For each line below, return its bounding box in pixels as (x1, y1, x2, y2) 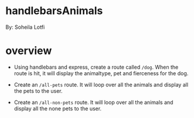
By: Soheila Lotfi (5, 23, 45, 31)
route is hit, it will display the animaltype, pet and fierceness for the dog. (13, 69, 189, 77)
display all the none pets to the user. (13, 104, 102, 112)
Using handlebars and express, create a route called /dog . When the (13, 63, 179, 70)
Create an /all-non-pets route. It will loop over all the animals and (13, 99, 173, 106)
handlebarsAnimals (5, 4, 103, 18)
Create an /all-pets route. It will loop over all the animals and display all (13, 81, 189, 88)
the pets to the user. (13, 87, 63, 95)
